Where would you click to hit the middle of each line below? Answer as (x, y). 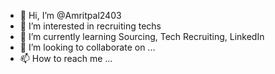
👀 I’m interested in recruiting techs (90, 26)
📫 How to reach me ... (66, 58)
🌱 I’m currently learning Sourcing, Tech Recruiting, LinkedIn (142, 36)
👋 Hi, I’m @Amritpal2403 (70, 15)
